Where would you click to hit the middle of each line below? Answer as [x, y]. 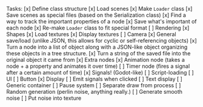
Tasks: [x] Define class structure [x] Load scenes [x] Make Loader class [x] [99, 9]
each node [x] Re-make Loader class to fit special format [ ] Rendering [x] [98, 28]
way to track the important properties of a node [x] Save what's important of [101, 21]
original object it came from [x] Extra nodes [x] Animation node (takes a [95, 60]
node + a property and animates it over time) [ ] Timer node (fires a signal [98, 66]
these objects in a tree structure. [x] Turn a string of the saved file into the [98, 53]
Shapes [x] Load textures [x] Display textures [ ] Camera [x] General [92, 34]
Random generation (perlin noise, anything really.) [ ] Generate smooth [95, 92]
